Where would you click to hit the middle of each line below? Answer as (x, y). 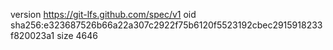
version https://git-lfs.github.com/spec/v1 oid (103, 14)
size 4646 (77, 35)
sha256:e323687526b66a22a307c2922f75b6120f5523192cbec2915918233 (166, 25)
